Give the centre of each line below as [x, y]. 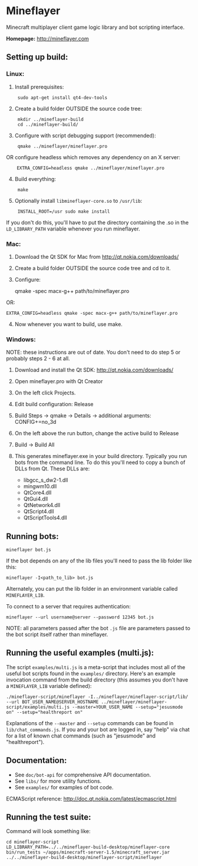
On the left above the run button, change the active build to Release [97, 433]
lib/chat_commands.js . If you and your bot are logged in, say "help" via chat [98, 729]
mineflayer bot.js [29, 550]
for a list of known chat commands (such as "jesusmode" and [81, 736]
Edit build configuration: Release [54, 404]
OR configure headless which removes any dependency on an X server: [93, 157]
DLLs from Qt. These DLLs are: [52, 469]
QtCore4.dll [37, 493]
